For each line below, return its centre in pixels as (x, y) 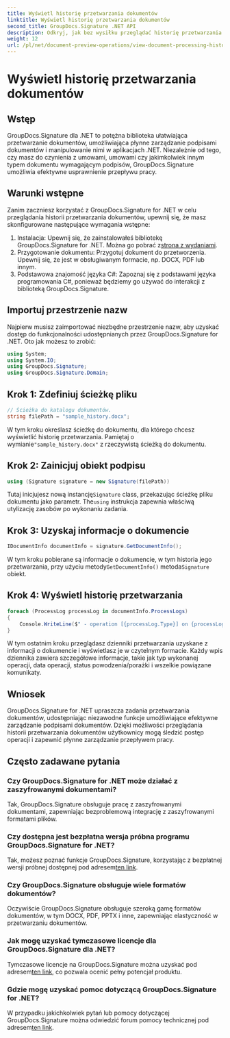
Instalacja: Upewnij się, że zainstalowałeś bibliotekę (90, 238)
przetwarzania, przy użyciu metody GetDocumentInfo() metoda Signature (108, 567)
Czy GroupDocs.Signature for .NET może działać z (92, 780)
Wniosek (26, 694)
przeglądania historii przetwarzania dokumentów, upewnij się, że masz (107, 217)
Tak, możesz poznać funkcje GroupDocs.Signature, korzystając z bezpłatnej (115, 860)
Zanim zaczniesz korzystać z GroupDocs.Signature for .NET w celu (102, 210)
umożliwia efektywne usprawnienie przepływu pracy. (82, 172)
